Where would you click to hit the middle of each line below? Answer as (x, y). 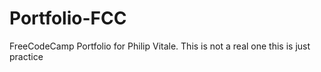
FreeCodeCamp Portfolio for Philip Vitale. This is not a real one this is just (160, 46)
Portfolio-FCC (68, 18)
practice (26, 56)
